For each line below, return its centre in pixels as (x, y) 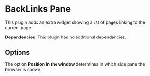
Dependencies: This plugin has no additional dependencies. (66, 37)
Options (18, 52)
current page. (19, 27)
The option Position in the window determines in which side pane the (75, 64)
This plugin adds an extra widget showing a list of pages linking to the (75, 22)
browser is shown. (24, 69)
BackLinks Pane (38, 9)
